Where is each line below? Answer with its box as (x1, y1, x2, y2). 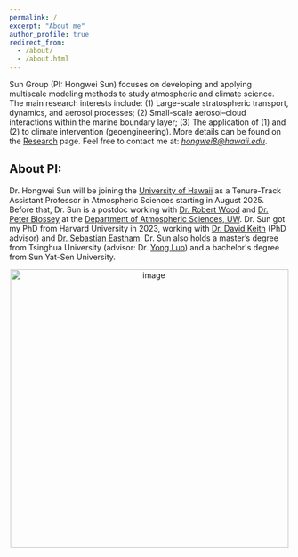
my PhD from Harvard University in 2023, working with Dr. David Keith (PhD (9, 223, 286, 233)
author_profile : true (9, 29, 90, 38)
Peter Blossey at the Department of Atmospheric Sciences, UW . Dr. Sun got (9, 213, 286, 224)
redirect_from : (9, 37, 66, 47)
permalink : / (9, 12, 58, 22)
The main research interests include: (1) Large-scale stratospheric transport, (9, 98, 289, 108)
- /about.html (17, 54, 69, 63)
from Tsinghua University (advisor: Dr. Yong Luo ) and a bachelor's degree (9, 242, 280, 252)
